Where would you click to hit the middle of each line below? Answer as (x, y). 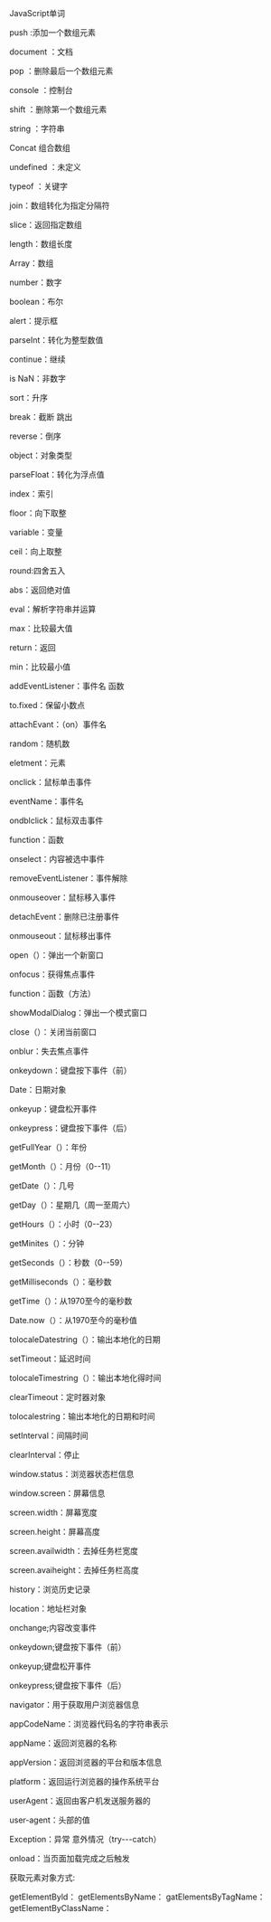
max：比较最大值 (41, 628)
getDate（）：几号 (42, 1186)
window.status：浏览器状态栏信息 (72, 1474)
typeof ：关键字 (38, 186)
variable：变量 (36, 532)
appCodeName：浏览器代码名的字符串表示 (89, 1724)
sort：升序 (28, 398)
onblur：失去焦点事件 (49, 1051)
